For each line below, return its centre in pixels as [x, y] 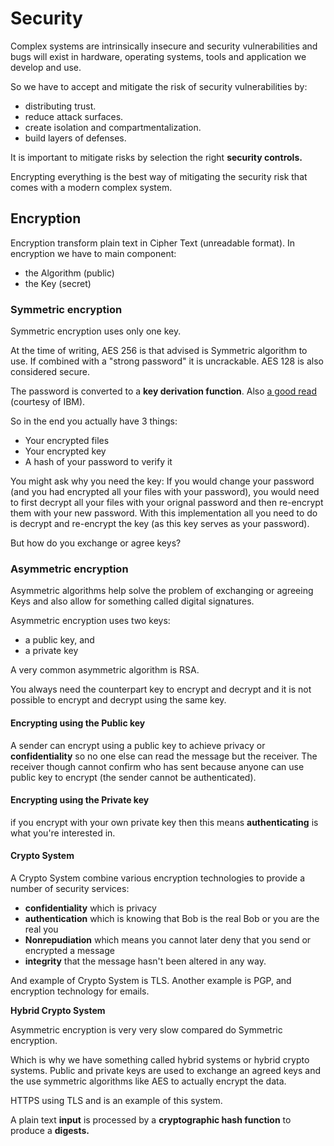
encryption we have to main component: [93, 253]
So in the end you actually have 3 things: [94, 421]
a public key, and [59, 640]
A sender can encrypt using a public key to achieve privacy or [138, 745]
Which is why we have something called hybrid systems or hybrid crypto [160, 1059]
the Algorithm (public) [69, 273]
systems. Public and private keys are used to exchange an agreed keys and [165, 1070]
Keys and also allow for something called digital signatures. [132, 601]
